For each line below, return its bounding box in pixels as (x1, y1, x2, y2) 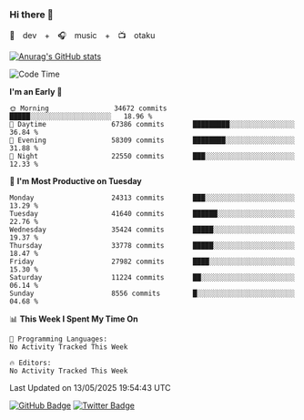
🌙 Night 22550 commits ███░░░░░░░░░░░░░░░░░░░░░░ (9, 152, 296, 161)
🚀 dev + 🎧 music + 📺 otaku (9, 30, 156, 41)
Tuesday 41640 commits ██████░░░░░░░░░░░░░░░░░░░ (9, 210, 296, 219)
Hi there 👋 (9, 8, 55, 21)
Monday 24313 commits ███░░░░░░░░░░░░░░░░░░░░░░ (9, 193, 296, 203)
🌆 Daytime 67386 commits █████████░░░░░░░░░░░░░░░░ (9, 120, 296, 129)
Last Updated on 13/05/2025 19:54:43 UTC (9, 383, 171, 394)
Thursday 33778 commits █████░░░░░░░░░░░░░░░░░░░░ (9, 241, 296, 251)
